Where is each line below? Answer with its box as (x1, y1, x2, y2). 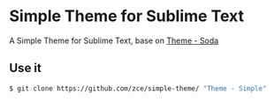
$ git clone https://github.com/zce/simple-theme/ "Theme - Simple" (9, 84, 267, 93)
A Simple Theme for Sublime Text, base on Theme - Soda (9, 35, 219, 46)
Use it (9, 61, 42, 76)
